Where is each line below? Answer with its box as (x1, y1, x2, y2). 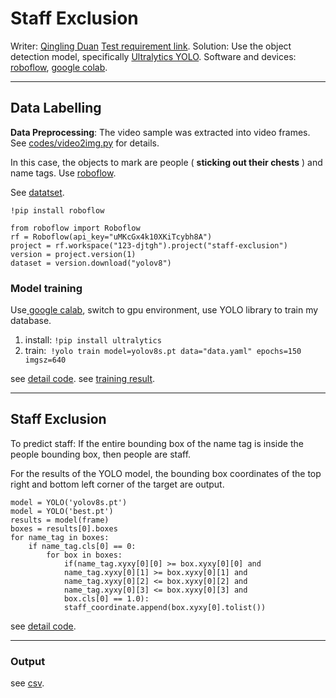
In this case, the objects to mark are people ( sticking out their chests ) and (10, 156, 323, 168)
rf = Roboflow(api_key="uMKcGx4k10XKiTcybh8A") (10, 232, 213, 242)
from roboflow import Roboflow (10, 223, 141, 233)
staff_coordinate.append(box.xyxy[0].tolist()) (63, 602, 267, 612)
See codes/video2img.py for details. (10, 137, 160, 149)
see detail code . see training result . (10, 373, 156, 385)
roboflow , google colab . (10, 61, 108, 73)
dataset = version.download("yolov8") (10, 258, 172, 268)
